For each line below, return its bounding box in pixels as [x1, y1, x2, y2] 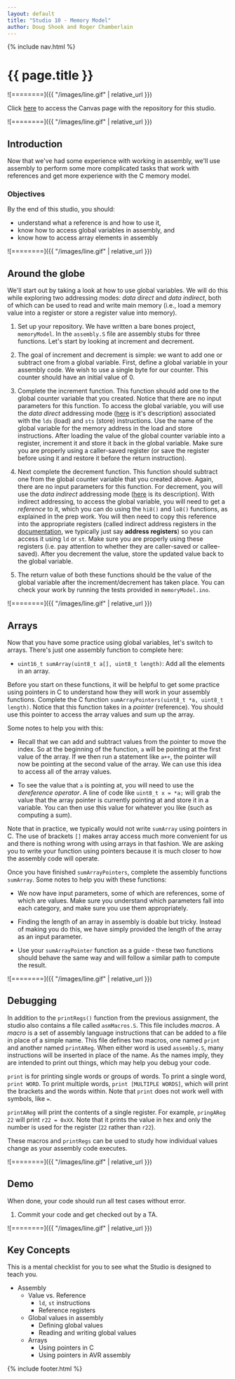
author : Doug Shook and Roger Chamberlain [7, 23, 133, 30]
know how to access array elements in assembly [17, 233, 159, 242]
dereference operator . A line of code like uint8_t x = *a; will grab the [17, 788, 221, 797]
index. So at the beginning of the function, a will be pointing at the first [17, 745, 221, 754]
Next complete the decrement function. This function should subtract [17, 468, 218, 476]
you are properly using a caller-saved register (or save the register [17, 447, 210, 455]
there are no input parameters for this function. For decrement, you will [17, 483, 223, 491]
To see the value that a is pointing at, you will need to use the [17, 781, 194, 790]
